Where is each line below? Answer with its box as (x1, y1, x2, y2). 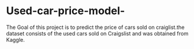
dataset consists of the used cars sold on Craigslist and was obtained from (6, 30, 189, 37)
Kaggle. (6, 36, 25, 43)
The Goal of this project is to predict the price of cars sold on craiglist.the (6, 24, 185, 31)
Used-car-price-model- (6, 4, 125, 18)
